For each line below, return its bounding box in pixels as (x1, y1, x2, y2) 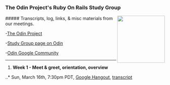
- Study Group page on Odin (5, 40, 63, 46)
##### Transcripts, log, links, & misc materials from (5, 16, 113, 22)
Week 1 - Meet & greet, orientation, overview (12, 64, 108, 70)
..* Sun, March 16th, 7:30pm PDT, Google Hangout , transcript (5, 74, 133, 80)
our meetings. (5, 21, 34, 27)
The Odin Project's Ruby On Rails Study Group (5, 4, 121, 11)
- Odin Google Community (5, 50, 59, 56)
